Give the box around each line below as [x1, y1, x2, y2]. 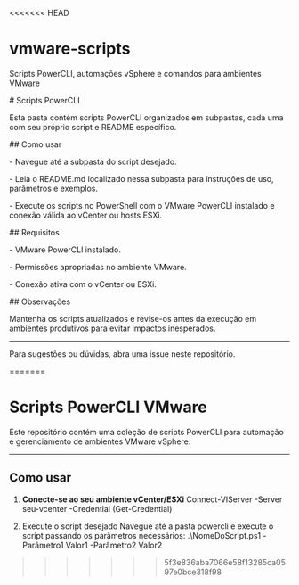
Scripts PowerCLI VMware [9, 397, 207, 417]
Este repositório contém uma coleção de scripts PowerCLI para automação [9, 426, 285, 437]
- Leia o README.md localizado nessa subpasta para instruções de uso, [9, 173, 274, 184]
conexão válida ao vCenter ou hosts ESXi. [9, 210, 163, 220]
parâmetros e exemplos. [9, 183, 98, 194]
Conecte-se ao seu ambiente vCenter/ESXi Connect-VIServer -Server [21, 494, 283, 505]
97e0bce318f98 [164, 566, 222, 577]
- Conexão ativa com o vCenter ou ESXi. [9, 278, 158, 289]
